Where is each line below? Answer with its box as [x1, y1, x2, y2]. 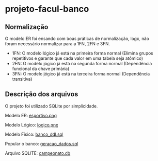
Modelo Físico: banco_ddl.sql [5, 131, 63, 137]
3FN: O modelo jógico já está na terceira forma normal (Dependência [12, 71, 150, 76]
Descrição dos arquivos [5, 90, 79, 98]
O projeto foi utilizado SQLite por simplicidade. [5, 103, 98, 109]
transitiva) [12, 76, 32, 82]
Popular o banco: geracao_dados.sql [5, 141, 79, 146]
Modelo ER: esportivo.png [5, 112, 57, 118]
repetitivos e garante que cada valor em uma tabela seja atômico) [12, 55, 143, 61]
